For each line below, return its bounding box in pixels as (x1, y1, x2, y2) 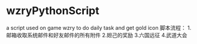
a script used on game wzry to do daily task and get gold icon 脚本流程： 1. (6, 24, 192, 31)
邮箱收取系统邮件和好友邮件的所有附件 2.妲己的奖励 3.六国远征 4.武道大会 (6, 31, 187, 39)
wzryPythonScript (6, 4, 100, 18)
